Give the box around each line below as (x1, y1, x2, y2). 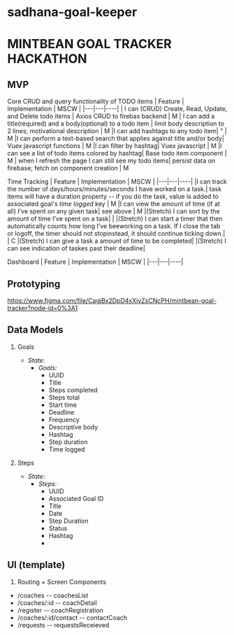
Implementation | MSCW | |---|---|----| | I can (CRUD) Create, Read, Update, (7, 105, 228, 113)
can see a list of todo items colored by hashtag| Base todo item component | (7, 149, 227, 158)
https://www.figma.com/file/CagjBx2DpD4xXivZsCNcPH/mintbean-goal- (7, 297, 217, 304)
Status (48, 524, 68, 532)
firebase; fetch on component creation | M (7, 164, 129, 172)
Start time (48, 401, 78, 409)
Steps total (48, 393, 80, 401)
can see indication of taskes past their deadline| (7, 244, 145, 253)
